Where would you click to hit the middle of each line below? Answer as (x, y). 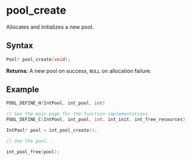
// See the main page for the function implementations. (78, 114)
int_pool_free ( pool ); (33, 152)
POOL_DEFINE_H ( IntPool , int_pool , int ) (56, 103)
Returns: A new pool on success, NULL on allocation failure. (79, 71)
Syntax (20, 46)
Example (23, 90)
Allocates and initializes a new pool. (50, 27)
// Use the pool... (30, 141)
